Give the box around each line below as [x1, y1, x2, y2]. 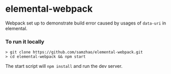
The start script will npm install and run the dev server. [5, 63, 123, 69]
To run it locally [5, 38, 45, 45]
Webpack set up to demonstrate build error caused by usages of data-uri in [5, 20, 166, 26]
